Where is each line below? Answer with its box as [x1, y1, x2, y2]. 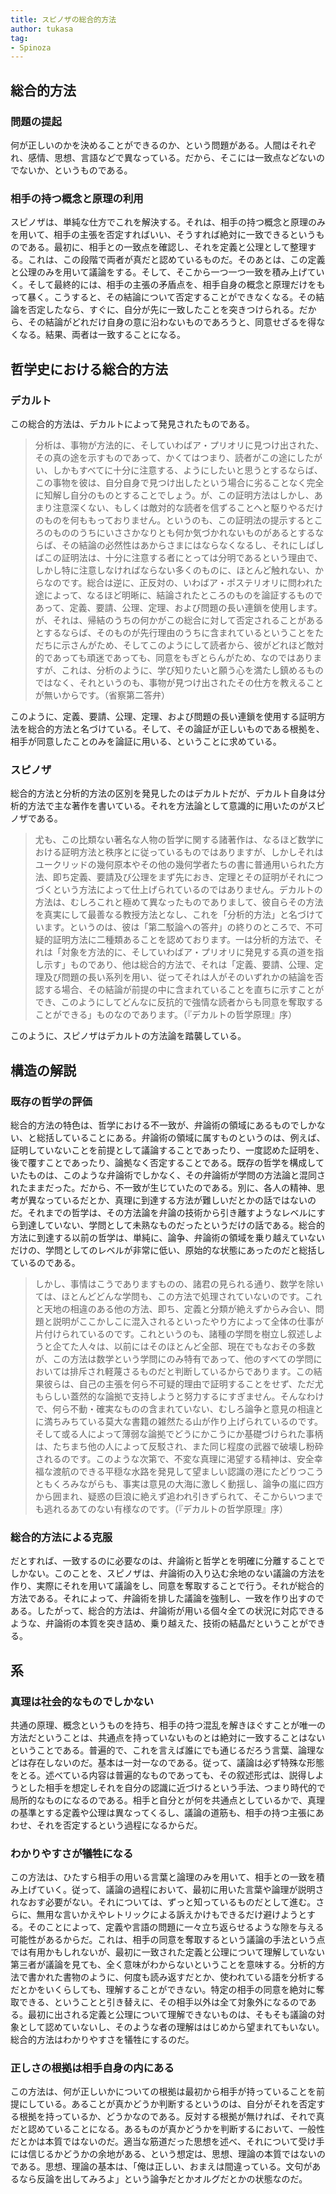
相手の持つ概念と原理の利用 [10, 191, 144, 205]
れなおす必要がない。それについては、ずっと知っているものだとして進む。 [10, 1896, 317, 1908]
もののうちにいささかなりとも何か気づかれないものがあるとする [52, 526, 316, 538]
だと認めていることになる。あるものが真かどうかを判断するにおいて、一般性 [10, 2123, 325, 2135]
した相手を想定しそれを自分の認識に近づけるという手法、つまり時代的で [27, 1781, 326, 1793]
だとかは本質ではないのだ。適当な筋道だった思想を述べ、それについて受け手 [10, 2136, 325, 2148]
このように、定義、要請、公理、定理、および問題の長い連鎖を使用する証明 [10, 710, 317, 722]
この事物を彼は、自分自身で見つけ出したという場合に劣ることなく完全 [34, 476, 325, 488]
